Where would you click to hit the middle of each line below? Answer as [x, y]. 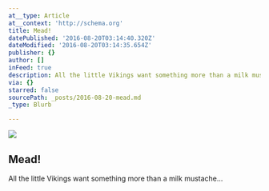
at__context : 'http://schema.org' [66, 23]
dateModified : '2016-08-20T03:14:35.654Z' [80, 46]
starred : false [34, 90]
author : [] [26, 61]
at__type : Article [39, 16]
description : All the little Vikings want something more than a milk [128, 75]
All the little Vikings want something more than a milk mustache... [116, 178]
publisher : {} [32, 53]
